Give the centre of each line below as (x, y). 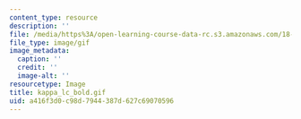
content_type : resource (54, 17)
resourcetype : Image (48, 84)
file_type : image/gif (50, 42)
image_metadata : (39, 51)
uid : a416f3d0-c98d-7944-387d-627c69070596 (92, 101)
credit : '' (38, 68)
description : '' (39, 26)
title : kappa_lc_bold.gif (57, 92)
